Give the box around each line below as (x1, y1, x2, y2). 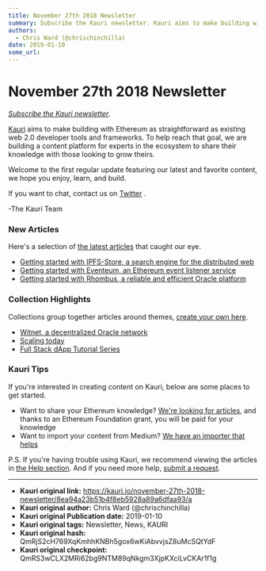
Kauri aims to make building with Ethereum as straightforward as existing (8, 124, 246, 133)
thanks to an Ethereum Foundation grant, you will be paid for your (19, 414, 234, 423)
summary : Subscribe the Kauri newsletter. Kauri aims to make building (8, 19, 249, 27)
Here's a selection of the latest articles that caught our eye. (8, 242, 202, 251)
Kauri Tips (8, 364, 49, 375)
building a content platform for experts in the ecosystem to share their (8, 140, 237, 151)
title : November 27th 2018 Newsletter (8, 11, 136, 20)
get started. (8, 390, 46, 400)
